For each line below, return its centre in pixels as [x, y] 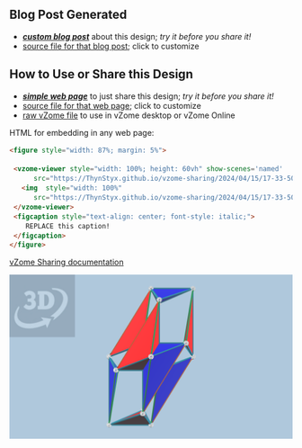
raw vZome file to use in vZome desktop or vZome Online [129, 115]
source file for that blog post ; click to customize [111, 46]
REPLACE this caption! [68, 226]
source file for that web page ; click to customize [112, 105]
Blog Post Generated [68, 15]
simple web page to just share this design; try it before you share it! [148, 96]
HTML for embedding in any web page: [82, 132]
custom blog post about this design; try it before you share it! [137, 36]
